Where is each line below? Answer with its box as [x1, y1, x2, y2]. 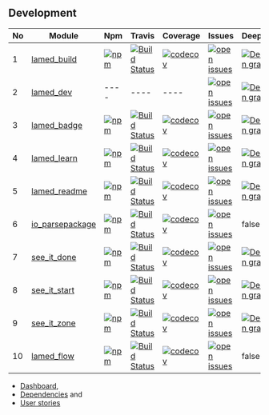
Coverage [162, 30, 201, 41]
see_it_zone [31, 317, 76, 329]
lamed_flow [31, 350, 74, 361]
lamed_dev [31, 86, 73, 98]
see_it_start [31, 284, 74, 295]
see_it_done [31, 251, 77, 262]
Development [8, 6, 78, 20]
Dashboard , [19, 381, 59, 390]
